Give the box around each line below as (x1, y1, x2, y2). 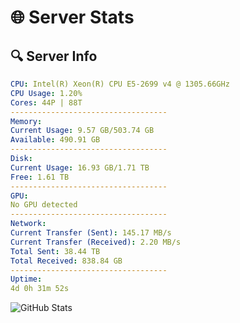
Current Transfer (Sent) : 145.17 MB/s (10, 228, 172, 238)
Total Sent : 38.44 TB (10, 246, 101, 256)
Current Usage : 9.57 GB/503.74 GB (10, 126, 155, 136)
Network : (10, 219, 47, 229)
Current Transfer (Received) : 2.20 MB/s (10, 237, 182, 247)
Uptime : (10, 274, 43, 285)
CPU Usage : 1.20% (10, 88, 83, 98)
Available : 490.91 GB (10, 135, 101, 145)
